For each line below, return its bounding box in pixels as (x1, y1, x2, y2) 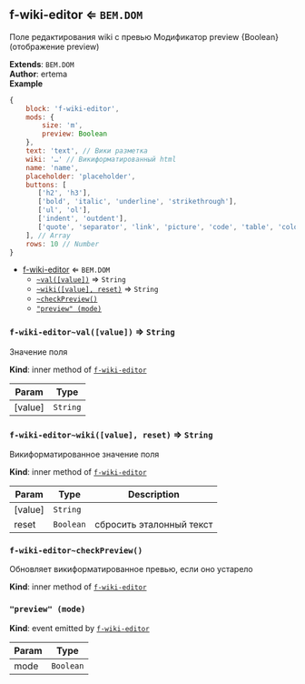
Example (9, 77, 44, 89)
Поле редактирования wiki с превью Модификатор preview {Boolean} (9, 31, 280, 42)
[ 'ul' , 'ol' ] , (37, 206, 92, 215)
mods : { (25, 113, 54, 122)
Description (128, 488, 180, 501)
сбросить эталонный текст (94, 518, 213, 531)
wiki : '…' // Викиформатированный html (25, 155, 177, 164)
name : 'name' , (25, 163, 79, 172)
